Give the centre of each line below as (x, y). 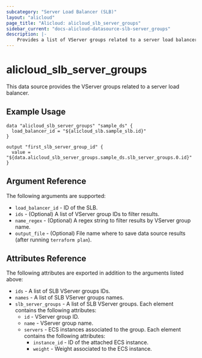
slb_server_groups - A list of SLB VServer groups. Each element (94, 304)
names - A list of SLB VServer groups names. (69, 298)
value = (21, 152)
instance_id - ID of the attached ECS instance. (91, 342)
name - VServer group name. (59, 323)
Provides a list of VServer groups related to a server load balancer (107, 40)
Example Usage (36, 112)
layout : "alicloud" (31, 18)
